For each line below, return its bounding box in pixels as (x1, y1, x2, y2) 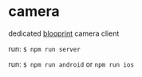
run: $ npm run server (8, 44, 81, 53)
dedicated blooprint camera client (8, 29, 120, 38)
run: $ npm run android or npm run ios (8, 59, 134, 69)
